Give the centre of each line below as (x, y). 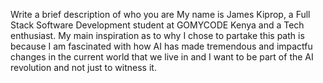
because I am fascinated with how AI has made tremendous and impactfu (161, 46)
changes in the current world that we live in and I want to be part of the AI (162, 57)
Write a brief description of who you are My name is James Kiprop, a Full (160, 14)
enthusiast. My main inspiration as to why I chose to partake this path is (157, 35)
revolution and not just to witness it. (83, 67)
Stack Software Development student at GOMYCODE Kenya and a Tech (157, 25)
